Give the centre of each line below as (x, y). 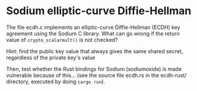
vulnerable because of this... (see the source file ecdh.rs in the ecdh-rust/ (96, 75)
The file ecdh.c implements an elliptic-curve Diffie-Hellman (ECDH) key (93, 27)
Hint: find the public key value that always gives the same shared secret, (95, 51)
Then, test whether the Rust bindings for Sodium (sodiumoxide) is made (94, 69)
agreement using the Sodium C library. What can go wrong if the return (93, 33)
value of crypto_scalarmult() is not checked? (62, 40)
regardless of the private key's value (51, 57)
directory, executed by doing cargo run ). (56, 82)
